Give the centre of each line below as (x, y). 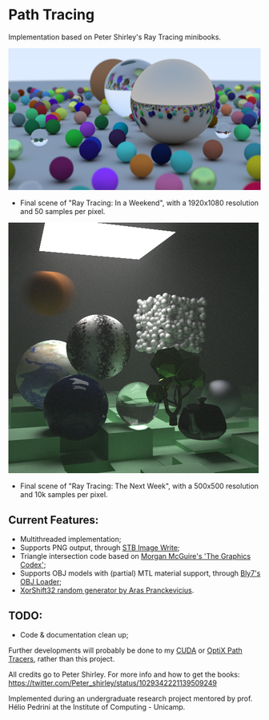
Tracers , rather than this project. (62, 659)
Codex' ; (33, 565)
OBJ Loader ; (41, 582)
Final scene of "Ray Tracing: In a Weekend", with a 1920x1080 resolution (139, 203)
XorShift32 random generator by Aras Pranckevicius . (107, 590)
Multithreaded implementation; (70, 540)
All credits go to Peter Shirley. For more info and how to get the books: (124, 674)
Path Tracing (51, 15)
